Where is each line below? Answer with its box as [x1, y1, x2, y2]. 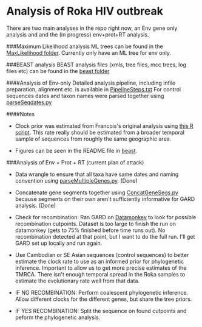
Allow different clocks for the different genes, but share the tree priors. [15, 295, 192, 303]
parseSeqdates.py [6, 99, 52, 106]
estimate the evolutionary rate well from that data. [15, 277, 140, 284]
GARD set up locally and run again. [15, 239, 103, 247]
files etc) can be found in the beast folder [6, 67, 110, 74]
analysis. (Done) [15, 202, 56, 209]
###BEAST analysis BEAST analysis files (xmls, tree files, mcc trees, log [6, 61, 187, 68]
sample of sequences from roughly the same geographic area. [15, 135, 172, 142]
